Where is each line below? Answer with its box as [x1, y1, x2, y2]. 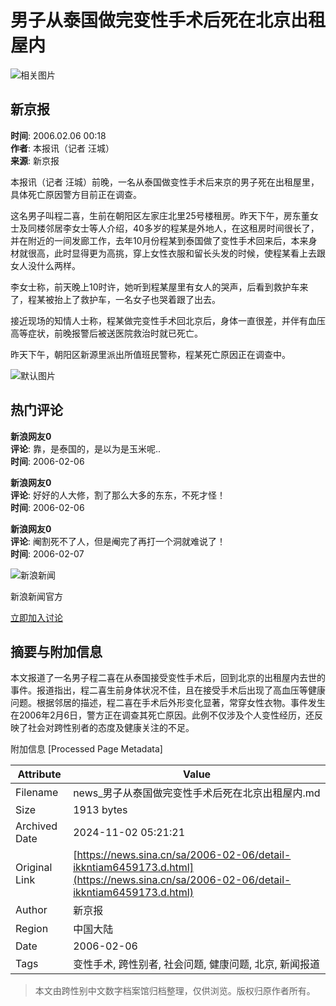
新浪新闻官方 [10, 590, 63, 602]
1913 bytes [73, 803, 128, 817]
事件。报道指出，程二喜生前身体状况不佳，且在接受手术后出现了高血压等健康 [10, 684, 326, 696]
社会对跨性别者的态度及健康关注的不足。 [27, 722, 195, 734]
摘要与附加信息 [10, 643, 103, 660]
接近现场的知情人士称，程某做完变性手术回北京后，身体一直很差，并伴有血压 [10, 314, 326, 326]
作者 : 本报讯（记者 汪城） [10, 142, 115, 154]
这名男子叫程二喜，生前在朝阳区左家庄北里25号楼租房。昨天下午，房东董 [10, 209, 310, 221]
